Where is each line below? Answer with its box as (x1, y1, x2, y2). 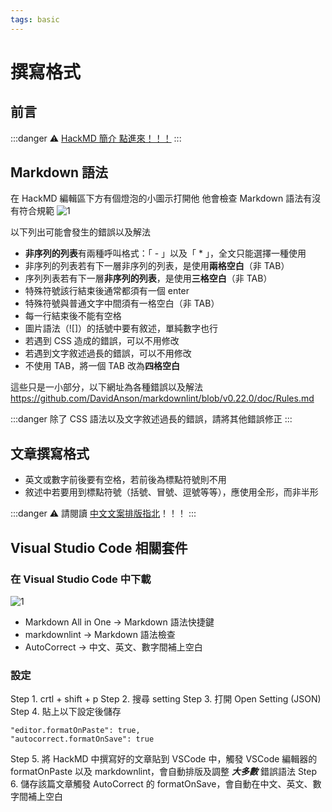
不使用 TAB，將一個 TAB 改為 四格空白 (24, 360, 180, 372)
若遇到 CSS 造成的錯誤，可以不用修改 (24, 335, 180, 347)
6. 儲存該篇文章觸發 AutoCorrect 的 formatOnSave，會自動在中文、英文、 (10, 778, 313, 790)
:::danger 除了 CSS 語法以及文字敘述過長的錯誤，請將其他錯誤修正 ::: (10, 413, 293, 425)
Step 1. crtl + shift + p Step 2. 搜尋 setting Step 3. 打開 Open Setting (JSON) (10, 693, 322, 705)
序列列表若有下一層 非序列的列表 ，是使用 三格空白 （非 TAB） (24, 272, 273, 285)
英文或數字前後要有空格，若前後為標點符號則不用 (24, 474, 227, 486)
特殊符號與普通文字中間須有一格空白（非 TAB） (24, 297, 220, 310)
